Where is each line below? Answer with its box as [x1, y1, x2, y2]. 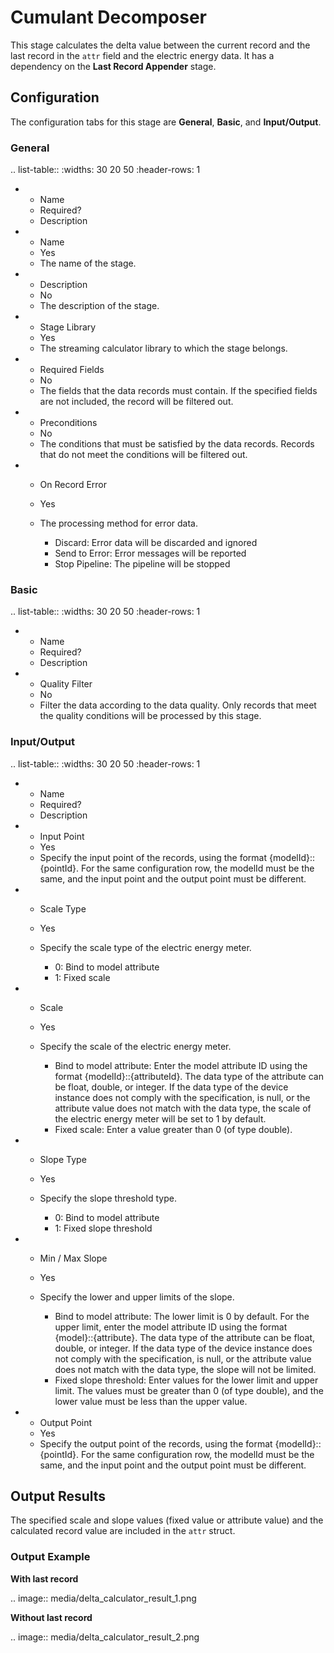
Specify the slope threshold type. [39, 1192, 178, 1204]
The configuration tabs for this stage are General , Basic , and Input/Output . [10, 116, 322, 128]
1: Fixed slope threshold [54, 1222, 153, 1234]
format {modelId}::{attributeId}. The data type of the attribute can [54, 1070, 324, 1082]
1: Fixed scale [54, 971, 111, 983]
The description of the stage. [39, 300, 160, 312]
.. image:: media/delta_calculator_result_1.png [10, 1592, 197, 1604]
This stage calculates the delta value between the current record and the [10, 39, 311, 51]
